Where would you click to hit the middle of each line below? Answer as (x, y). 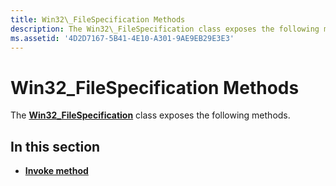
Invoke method (56, 171)
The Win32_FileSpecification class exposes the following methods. (150, 115)
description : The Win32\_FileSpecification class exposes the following (165, 29)
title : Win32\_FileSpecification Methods (98, 19)
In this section (55, 146)
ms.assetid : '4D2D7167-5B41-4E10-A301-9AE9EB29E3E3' (122, 38)
